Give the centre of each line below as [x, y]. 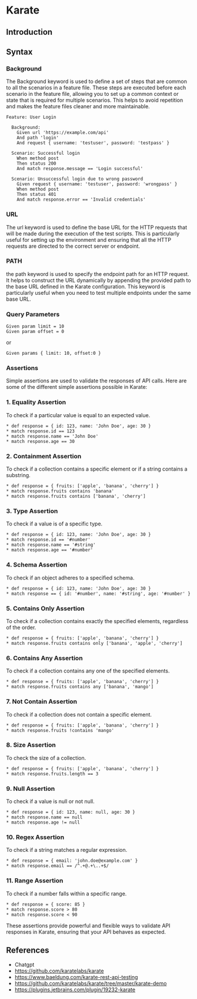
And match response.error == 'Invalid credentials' [81, 200]
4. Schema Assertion [37, 565]
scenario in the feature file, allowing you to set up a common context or [93, 94]
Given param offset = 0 [35, 332]
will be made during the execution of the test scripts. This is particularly [93, 234]
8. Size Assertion [31, 745]
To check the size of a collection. [46, 758]
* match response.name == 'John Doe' [52, 436]
